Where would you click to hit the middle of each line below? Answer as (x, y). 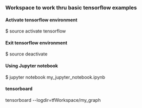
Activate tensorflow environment (42, 20)
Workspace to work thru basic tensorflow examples (71, 8)
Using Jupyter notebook (32, 66)
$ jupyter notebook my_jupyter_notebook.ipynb (55, 77)
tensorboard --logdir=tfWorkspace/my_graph (53, 100)
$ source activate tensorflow (36, 31)
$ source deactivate (26, 54)
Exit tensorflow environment (36, 43)
